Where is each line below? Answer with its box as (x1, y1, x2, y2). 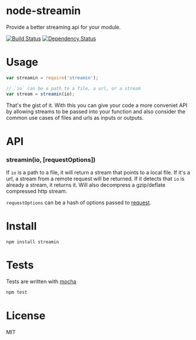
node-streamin (6, 4, 81, 18)
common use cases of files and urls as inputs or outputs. (6, 114, 144, 121)
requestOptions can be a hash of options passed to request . (6, 198, 152, 206)
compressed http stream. (6, 187, 68, 194)
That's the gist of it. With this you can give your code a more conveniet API (6, 102, 188, 109)
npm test (6, 289, 28, 295)
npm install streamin (6, 239, 59, 245)
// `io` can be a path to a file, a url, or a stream (6, 85, 141, 92)
